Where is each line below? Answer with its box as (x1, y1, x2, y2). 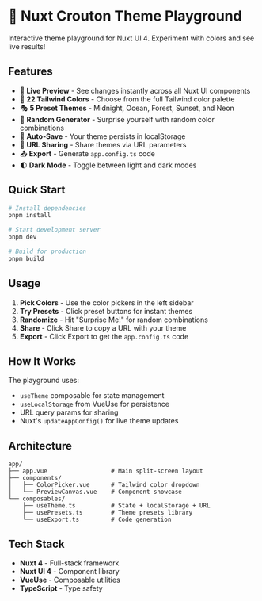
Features (8, 65, 53, 78)
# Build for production (8, 247, 87, 256)
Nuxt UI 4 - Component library (19, 567, 120, 576)
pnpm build (8, 255, 44, 262)
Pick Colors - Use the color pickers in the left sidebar (19, 297, 194, 308)
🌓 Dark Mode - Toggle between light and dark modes (19, 160, 197, 170)
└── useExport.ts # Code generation (22, 515, 172, 524)
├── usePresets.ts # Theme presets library (22, 509, 193, 517)
